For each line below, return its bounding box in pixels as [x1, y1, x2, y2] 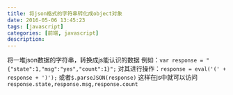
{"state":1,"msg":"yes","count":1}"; [7, 66, 117, 73]
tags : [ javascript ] [7, 23, 64, 30]
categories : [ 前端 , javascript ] [7, 29, 99, 37]
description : [7, 36, 45, 43]
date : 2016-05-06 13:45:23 [7, 17, 86, 24]
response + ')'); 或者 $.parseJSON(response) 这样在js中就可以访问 [7, 74, 198, 82]
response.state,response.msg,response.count [7, 81, 138, 88]
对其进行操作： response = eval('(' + [118, 64, 226, 73]
